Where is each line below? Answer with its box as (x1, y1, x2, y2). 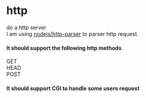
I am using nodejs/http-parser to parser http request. (6, 30, 139, 37)
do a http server (6, 24, 47, 31)
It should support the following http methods (6, 44, 122, 52)
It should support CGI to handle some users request (6, 85, 140, 92)
